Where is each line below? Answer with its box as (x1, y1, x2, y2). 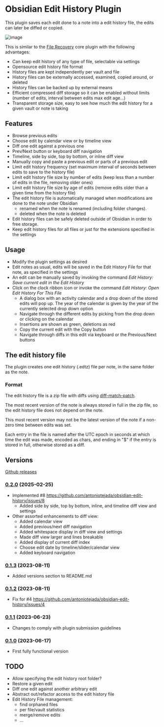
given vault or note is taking (12, 105, 69, 111)
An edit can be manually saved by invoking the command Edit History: (12, 274, 154, 280)
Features (5, 120, 33, 128)
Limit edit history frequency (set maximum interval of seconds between (12, 164, 157, 170)
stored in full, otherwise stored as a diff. (5, 442, 85, 448)
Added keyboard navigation (19, 550, 76, 556)
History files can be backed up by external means (12, 84, 113, 90)
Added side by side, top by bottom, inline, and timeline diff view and (19, 503, 157, 509)
